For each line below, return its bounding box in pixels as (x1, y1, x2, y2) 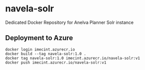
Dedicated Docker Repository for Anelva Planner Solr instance (5, 19, 134, 25)
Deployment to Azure (5, 34, 73, 42)
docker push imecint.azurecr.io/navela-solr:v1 (5, 60, 107, 65)
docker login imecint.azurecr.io (5, 47, 75, 52)
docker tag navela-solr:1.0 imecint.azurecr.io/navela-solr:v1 (5, 56, 140, 61)
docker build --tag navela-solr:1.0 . (5, 51, 86, 56)
